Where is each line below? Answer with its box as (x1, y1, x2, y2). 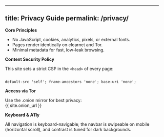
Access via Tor (5, 88, 36, 94)
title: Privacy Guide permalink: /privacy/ (5, 14, 129, 22)
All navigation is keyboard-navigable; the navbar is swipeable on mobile (5, 121, 150, 127)
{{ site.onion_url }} (5, 103, 42, 108)
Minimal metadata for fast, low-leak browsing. (12, 47, 105, 52)
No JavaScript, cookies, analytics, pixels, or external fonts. (12, 36, 130, 42)
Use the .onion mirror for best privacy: (5, 97, 82, 103)
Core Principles (5, 27, 38, 33)
